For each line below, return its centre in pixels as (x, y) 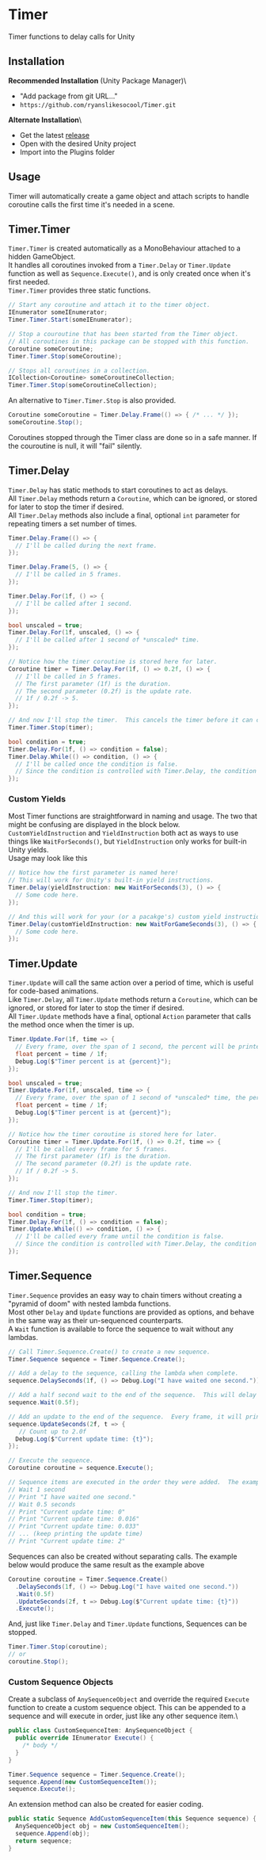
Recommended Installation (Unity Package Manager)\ (97, 80)
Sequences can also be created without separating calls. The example (123, 1556)
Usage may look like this (48, 859)
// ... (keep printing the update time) (76, 1534)
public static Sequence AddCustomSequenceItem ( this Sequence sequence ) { (133, 1819)
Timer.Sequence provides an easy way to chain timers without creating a (125, 1295)
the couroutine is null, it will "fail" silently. (75, 446)
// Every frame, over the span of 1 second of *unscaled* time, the (131, 1098)
